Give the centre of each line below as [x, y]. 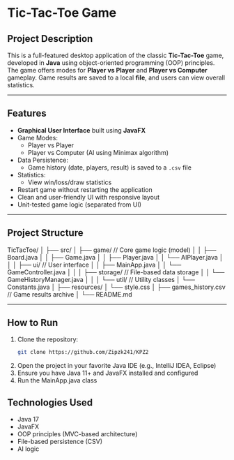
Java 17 [28, 420]
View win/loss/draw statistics [70, 182]
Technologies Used [50, 402]
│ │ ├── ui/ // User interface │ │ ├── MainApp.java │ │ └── [94, 265]
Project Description [50, 39]
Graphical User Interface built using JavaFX [81, 130]
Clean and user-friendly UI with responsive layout [88, 197]
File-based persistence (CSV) [60, 442]
